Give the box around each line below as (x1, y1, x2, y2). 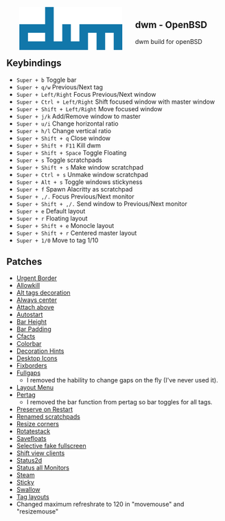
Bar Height (16, 318, 47, 326)
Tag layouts (16, 493, 49, 501)
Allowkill (16, 281, 40, 290)
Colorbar (16, 340, 42, 348)
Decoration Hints (16, 347, 64, 356)
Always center (16, 296, 58, 304)
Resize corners (16, 420, 60, 428)
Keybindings (6, 58, 62, 69)
